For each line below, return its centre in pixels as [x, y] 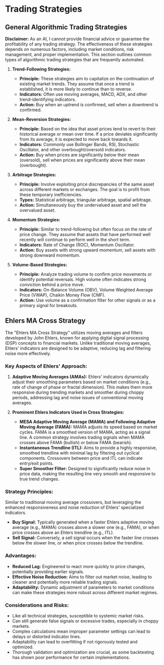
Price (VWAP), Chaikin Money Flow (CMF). [62, 295]
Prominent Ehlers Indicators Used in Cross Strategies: [68, 412]
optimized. [23, 647]
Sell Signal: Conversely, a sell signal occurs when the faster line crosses [85, 538]
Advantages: [21, 556]
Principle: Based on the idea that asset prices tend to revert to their [87, 129]
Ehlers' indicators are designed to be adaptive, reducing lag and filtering [78, 348]
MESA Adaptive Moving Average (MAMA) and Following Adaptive [87, 422]
